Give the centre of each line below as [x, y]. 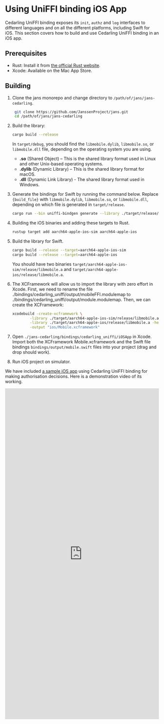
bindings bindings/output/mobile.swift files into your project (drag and [84, 347]
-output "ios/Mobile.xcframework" [65, 327]
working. [14, 382]
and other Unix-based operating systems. [61, 164]
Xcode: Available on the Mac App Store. [52, 70]
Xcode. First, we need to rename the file [52, 289]
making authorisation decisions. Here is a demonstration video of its [73, 376]
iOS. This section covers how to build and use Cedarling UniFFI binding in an [82, 33]
